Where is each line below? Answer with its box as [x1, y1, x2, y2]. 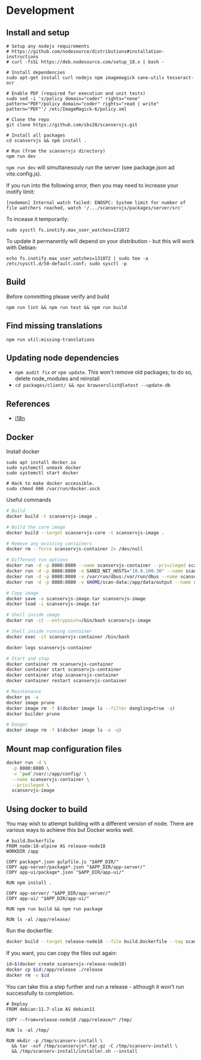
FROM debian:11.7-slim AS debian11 [6, 1006, 95, 1012]
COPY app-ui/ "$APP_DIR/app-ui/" [6, 896, 90, 902]
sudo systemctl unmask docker [6, 465, 82, 471]
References [6, 399, 50, 409]
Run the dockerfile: [6, 927, 53, 934]
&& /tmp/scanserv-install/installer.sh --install [11, 1048, 138, 1054]
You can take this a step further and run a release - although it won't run [6, 983, 184, 990]
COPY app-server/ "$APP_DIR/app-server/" [6, 891, 111, 897]
